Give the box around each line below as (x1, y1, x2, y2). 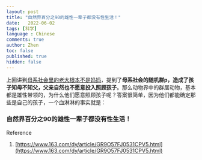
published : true (6, 53, 47, 59)
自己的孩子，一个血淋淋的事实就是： (16, 98, 106, 105)
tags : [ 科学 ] (6, 25, 37, 32)
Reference (6, 129, 32, 136)
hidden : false (6, 59, 42, 65)
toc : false (6, 48, 34, 54)
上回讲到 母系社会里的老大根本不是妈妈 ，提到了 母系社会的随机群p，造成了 (6, 76, 189, 83)
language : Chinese (6, 31, 55, 37)
